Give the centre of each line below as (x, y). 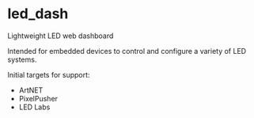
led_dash (38, 14)
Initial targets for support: (49, 74)
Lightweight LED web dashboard (61, 36)
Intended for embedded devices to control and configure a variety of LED (127, 51)
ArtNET (31, 90)
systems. (22, 59)
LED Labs (34, 107)
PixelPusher (38, 98)
